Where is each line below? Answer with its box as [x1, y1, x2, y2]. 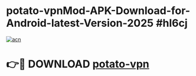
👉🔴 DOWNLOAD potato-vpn [6, 57, 149, 71]
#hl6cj [155, 16, 188, 30]
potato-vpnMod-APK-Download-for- [6, 4, 191, 18]
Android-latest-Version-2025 [6, 16, 154, 30]
